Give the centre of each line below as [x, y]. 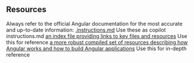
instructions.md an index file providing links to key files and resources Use [97, 36]
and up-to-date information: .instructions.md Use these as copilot [86, 30]
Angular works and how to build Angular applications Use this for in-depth [96, 48]
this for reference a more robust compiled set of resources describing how [97, 42]
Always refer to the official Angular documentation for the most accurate [94, 23]
